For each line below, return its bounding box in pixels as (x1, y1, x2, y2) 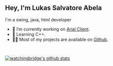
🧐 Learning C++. (12, 31, 45, 37)
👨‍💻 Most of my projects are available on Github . (12, 36, 109, 42)
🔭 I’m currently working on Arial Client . (12, 26, 90, 32)
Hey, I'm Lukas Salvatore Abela (5, 4, 102, 12)
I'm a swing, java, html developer (5, 16, 72, 22)
